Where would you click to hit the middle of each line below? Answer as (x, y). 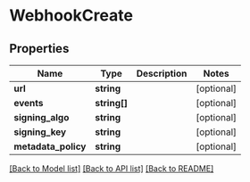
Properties (39, 49)
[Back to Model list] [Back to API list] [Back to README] (112, 169)
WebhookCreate (71, 16)
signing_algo (42, 117)
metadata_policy (50, 146)
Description (162, 74)
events (29, 103)
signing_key (40, 132)
